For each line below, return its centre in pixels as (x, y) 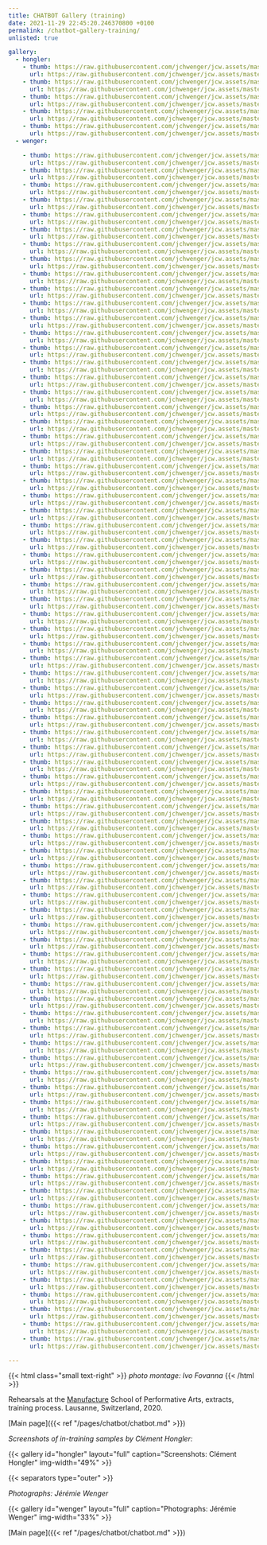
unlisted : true (33, 38)
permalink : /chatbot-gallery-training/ (74, 30)
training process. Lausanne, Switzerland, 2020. (85, 1408)
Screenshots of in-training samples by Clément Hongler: (101, 1439)
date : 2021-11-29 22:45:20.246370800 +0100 (81, 23)
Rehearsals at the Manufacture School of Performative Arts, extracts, (121, 1399)
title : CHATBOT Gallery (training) (67, 16)
